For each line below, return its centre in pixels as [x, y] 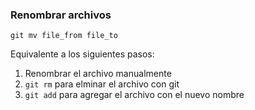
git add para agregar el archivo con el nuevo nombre [134, 95]
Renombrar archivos [61, 15]
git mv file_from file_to [64, 36]
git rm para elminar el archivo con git [102, 84]
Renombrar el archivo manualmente [98, 74]
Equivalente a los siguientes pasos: [82, 54]
